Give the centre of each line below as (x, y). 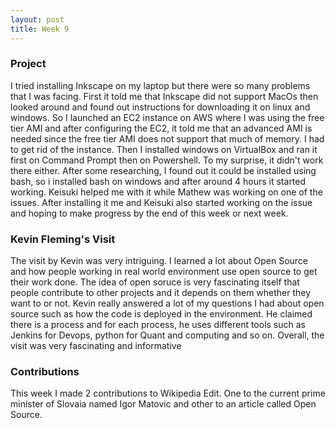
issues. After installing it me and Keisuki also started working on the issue (161, 202)
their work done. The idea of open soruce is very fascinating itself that (155, 282)
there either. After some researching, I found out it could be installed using (163, 170)
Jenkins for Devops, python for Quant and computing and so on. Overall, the (167, 335)
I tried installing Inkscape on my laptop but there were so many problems (160, 85)
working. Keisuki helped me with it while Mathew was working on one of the (166, 192)
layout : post (37, 19)
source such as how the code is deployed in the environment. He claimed (161, 314)
